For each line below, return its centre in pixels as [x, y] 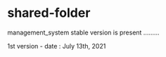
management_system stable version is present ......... [83, 32]
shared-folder [49, 13]
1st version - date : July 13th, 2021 [57, 46]
